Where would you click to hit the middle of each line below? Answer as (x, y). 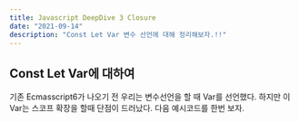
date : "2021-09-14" (46, 26)
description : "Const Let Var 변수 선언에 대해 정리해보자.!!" (118, 34)
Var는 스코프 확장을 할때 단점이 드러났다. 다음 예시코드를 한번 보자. (127, 108)
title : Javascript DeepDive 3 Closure (83, 18)
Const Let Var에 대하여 (72, 73)
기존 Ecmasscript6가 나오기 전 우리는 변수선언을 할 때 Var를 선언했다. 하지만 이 (150, 97)
